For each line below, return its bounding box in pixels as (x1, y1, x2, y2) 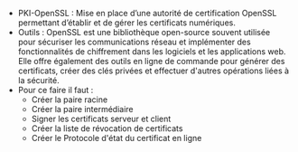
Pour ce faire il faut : (17, 85, 94, 95)
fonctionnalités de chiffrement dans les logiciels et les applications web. (17, 46, 286, 57)
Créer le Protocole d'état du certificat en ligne (31, 133, 202, 143)
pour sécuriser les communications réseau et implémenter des (17, 36, 251, 47)
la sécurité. (17, 75, 61, 85)
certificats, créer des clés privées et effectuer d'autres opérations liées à (17, 65, 290, 76)
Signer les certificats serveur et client (31, 113, 172, 124)
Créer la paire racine (31, 94, 108, 105)
